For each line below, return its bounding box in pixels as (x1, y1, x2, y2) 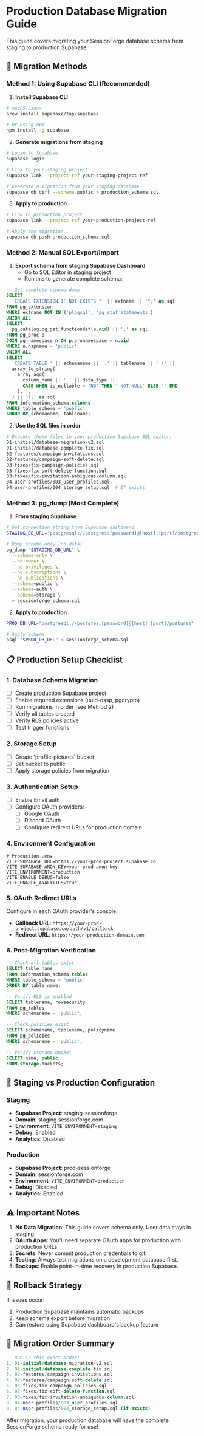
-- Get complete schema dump (6, 287, 80, 293)
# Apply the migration (6, 228, 64, 234)
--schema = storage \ (12, 592, 61, 598)
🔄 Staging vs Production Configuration (6, 1077, 155, 1088)
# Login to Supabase (6, 150, 59, 156)
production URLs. (15, 1243, 59, 1251)
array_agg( (17, 372, 45, 378)
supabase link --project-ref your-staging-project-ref (6, 172, 148, 179)
